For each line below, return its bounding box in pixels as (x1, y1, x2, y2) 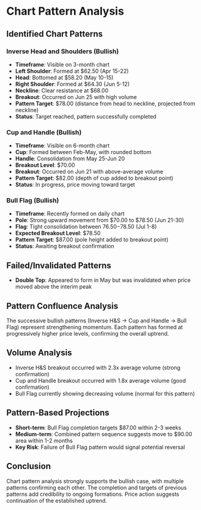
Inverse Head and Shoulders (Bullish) (6, 47, 119, 56)
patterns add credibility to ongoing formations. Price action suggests (6, 490, 180, 498)
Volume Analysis (6, 347, 72, 358)
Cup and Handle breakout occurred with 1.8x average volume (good (15, 377, 186, 384)
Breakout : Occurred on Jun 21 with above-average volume (15, 168, 164, 176)
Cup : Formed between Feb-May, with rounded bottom (15, 149, 152, 156)
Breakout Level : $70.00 (15, 161, 75, 169)
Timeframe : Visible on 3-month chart (15, 61, 110, 68)
